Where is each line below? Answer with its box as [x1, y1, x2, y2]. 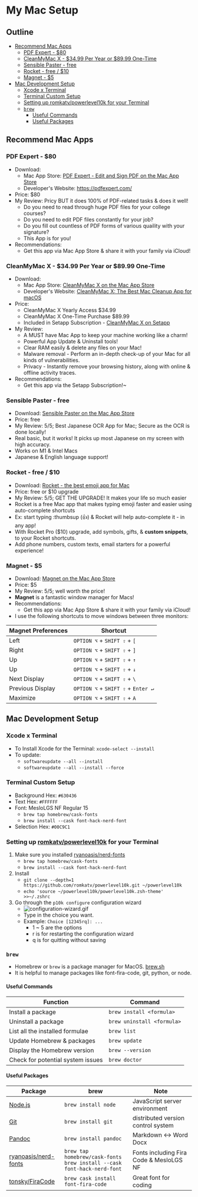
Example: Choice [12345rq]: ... [23, 918, 103, 925]
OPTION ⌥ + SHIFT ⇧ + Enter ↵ [73, 684, 154, 692]
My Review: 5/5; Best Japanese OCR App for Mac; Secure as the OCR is [14, 422, 190, 429]
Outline [6, 27, 34, 37]
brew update [108, 1037, 143, 1044]
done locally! [14, 428, 46, 436]
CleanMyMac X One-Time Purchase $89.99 [23, 313, 130, 320]
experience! [14, 547, 44, 554]
